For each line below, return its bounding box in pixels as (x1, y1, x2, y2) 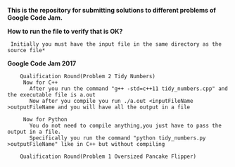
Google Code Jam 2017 (7, 59, 77, 68)
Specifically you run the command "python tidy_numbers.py (29, 135, 206, 142)
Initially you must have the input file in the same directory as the (10, 41, 222, 48)
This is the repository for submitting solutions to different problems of (7, 6, 217, 14)
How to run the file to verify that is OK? (7, 27, 123, 35)
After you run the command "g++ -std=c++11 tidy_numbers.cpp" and (29, 85, 229, 92)
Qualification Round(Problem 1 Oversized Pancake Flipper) (20, 153, 197, 160)
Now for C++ (23, 79, 58, 86)
